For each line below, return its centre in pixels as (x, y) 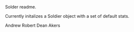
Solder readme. (21, 7)
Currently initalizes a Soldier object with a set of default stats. (67, 16)
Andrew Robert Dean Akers (33, 25)
